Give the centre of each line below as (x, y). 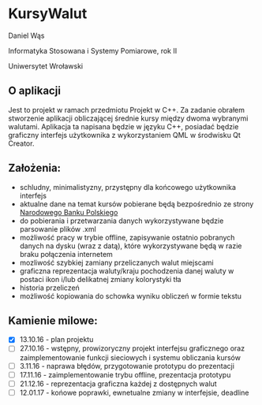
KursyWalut (48, 14)
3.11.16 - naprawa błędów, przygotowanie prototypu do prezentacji (127, 366)
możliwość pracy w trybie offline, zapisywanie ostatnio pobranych (127, 237)
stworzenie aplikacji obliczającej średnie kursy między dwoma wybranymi (128, 118)
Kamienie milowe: (53, 320)
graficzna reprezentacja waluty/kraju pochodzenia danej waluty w (127, 271)
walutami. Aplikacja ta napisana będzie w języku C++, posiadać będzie (124, 126)
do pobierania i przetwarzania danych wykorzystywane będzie (122, 221)
